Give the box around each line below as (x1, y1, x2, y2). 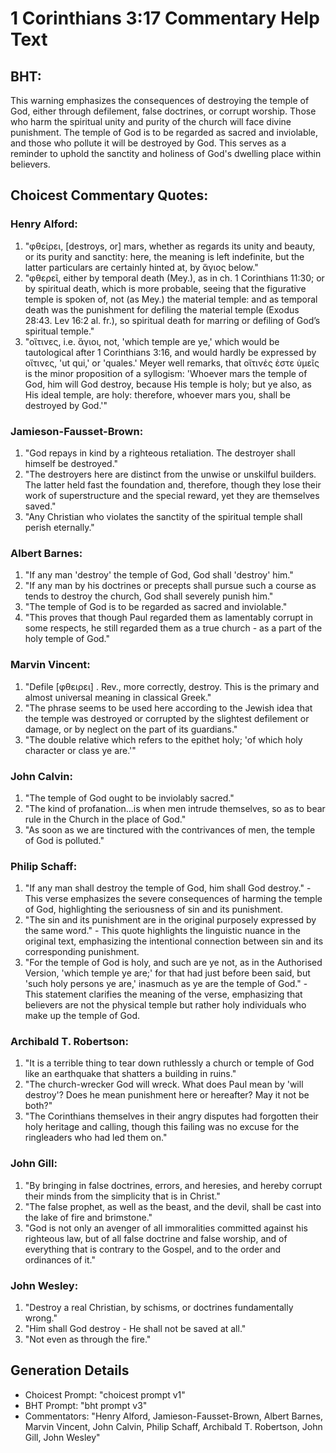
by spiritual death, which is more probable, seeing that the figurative (24, 282, 307, 294)
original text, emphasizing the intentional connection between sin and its (24, 935, 324, 947)
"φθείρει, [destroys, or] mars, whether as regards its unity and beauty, (24, 240, 316, 252)
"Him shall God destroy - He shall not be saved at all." (24, 1323, 247, 1335)
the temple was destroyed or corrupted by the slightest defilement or (24, 712, 310, 724)
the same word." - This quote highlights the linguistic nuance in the (24, 925, 302, 937)
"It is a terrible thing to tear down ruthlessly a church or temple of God (24, 1057, 315, 1069)
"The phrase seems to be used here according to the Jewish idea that (24, 702, 313, 714)
